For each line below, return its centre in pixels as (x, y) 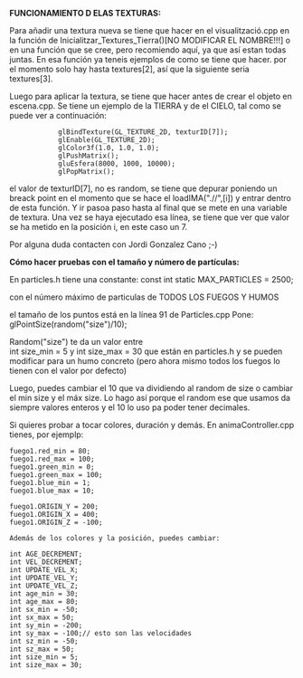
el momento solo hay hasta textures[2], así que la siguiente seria (130, 69)
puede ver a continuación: (58, 115)
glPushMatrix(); (88, 156)
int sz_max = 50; (42, 649)
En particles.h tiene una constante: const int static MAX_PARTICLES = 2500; (151, 279)
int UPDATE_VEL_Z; (44, 586)
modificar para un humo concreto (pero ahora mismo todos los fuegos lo (145, 361)
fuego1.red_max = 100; (52, 459)
